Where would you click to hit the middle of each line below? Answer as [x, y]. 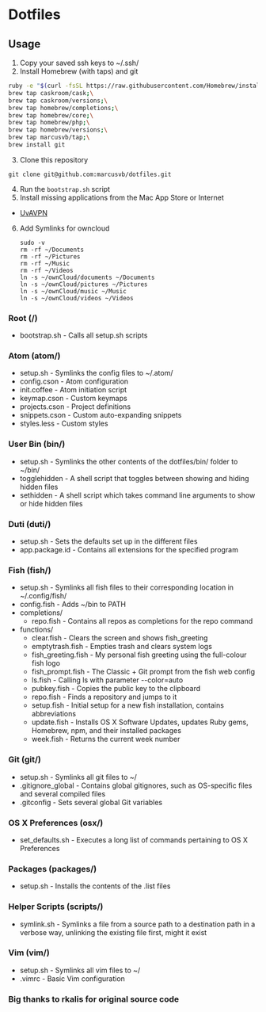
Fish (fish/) [30, 570]
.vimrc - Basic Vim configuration [72, 978]
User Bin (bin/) [37, 444]
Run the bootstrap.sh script [65, 189]
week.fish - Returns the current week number [106, 739]
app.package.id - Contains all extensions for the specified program [129, 550]
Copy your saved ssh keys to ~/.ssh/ [79, 63]
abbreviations [54, 714]
